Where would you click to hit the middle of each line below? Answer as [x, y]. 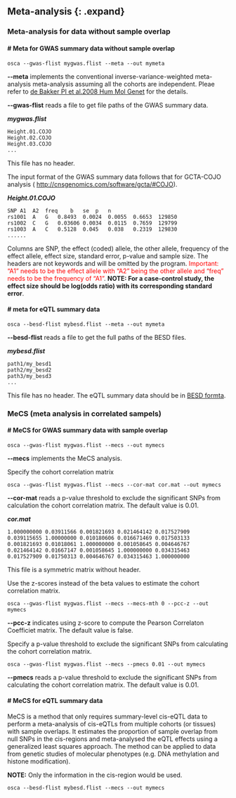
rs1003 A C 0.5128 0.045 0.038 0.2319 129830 [92, 229]
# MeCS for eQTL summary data [55, 701]
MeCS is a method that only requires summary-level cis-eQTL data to [107, 716]
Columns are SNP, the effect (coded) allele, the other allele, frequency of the [118, 248]
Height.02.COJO [29, 138]
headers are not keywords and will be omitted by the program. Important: [113, 263]
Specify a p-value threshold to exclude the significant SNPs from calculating [118, 644]
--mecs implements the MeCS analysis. [65, 458]
